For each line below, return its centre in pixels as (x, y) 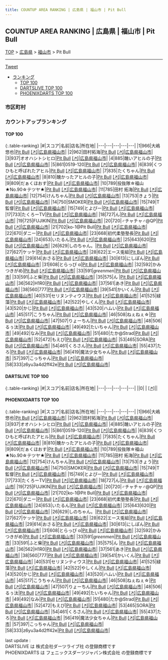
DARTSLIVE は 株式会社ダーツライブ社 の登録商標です (60, 646)
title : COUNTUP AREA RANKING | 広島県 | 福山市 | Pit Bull (66, 10)
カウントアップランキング (36, 122)
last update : (18, 640)
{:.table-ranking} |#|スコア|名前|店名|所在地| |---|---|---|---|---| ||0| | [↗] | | (81, 388)
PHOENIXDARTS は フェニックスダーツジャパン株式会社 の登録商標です (79, 652)
